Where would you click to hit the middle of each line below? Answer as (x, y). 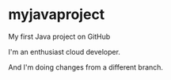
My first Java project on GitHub (59, 36)
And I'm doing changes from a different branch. (86, 67)
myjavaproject (57, 15)
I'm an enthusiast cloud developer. (65, 51)
